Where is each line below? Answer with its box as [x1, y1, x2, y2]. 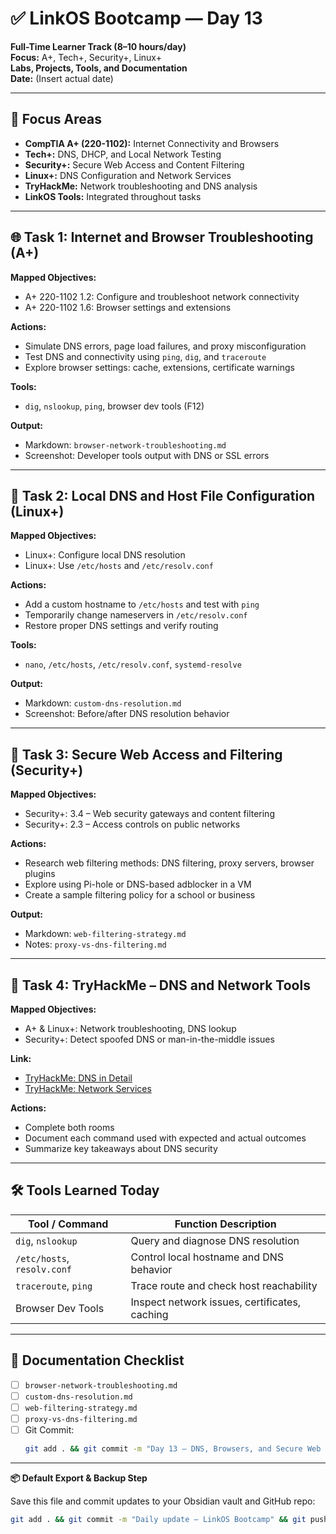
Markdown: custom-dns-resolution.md [24, 697, 182, 709]
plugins [24, 868, 56, 880]
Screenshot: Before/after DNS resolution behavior [24, 708, 230, 720]
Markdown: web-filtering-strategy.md [24, 928, 187, 940]
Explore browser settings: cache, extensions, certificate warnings [24, 361, 295, 373]
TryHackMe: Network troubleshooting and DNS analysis [24, 180, 258, 192]
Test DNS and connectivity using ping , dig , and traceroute [24, 350, 267, 362]
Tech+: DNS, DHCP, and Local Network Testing [24, 148, 222, 160]
